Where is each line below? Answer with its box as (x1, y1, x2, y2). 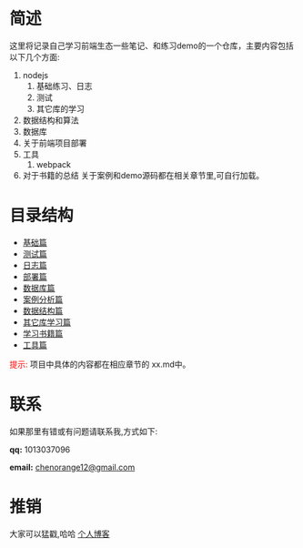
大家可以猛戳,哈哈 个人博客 (9, 528, 110, 539)
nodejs (22, 69, 48, 80)
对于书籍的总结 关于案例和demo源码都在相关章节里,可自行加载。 (22, 169, 265, 180)
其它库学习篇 (22, 316, 71, 328)
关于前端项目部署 (22, 137, 87, 148)
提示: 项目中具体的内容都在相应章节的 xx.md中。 (9, 359, 191, 370)
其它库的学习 (35, 103, 85, 114)
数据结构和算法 (22, 115, 79, 126)
